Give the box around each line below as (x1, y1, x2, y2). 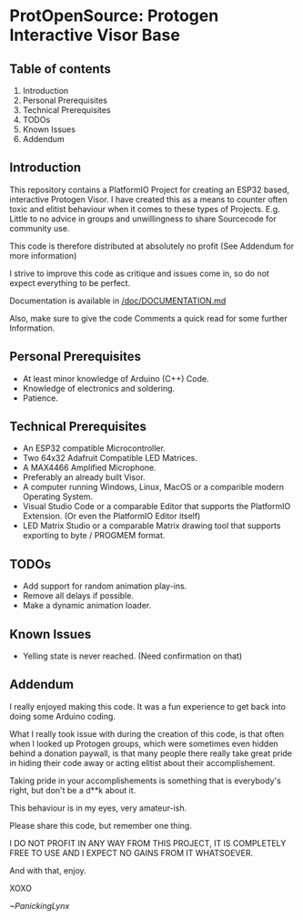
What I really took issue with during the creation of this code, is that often (9, 728, 285, 739)
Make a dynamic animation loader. (22, 600, 152, 611)
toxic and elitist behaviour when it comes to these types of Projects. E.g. (9, 203, 280, 214)
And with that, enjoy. (9, 864, 86, 875)
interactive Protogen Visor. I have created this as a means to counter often (9, 193, 288, 205)
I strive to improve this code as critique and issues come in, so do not (9, 268, 270, 279)
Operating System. (22, 491, 94, 502)
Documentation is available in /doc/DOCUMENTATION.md (9, 295, 227, 306)
